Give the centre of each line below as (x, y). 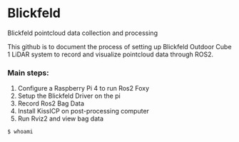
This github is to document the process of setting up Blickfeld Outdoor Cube (119, 46)
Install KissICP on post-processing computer (83, 111)
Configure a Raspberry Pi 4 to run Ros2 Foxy (83, 88)
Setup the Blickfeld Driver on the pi (69, 96)
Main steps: (28, 73)
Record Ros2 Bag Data (51, 103)
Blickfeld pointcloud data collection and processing (83, 33)
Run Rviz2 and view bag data (61, 118)
